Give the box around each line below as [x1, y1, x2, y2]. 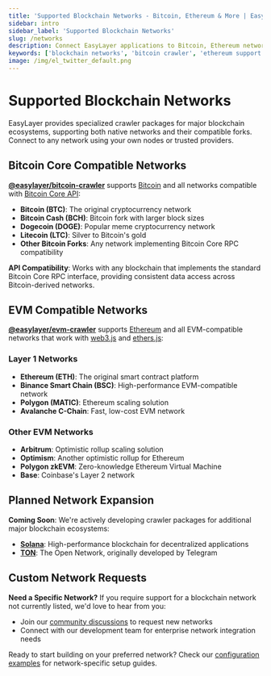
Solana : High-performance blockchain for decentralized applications [19, 539, 249, 549]
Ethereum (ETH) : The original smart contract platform [19, 372, 199, 382]
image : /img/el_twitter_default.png [8, 57, 131, 65]
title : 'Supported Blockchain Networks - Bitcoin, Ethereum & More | [8, 11, 248, 20]
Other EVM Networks [8, 426, 94, 437]
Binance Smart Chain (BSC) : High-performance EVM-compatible [19, 380, 238, 390]
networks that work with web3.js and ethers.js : [8, 333, 164, 343]
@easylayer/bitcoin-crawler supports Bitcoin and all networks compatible [8, 180, 257, 190]
